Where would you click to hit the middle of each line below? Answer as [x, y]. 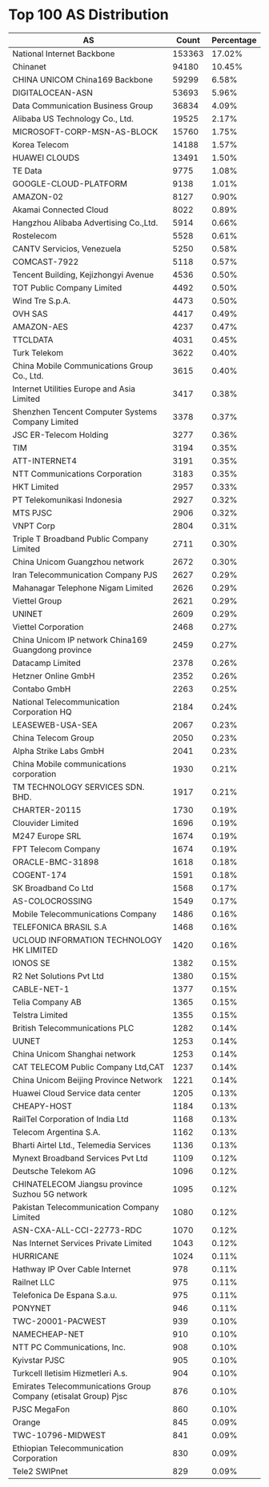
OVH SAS [30, 314]
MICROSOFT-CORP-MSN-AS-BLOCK [85, 131]
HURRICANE [36, 1256]
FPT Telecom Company [56, 848]
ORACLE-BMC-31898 [56, 862]
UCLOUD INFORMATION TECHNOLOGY [87, 940]
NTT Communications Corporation [77, 474]
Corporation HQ [42, 711]
